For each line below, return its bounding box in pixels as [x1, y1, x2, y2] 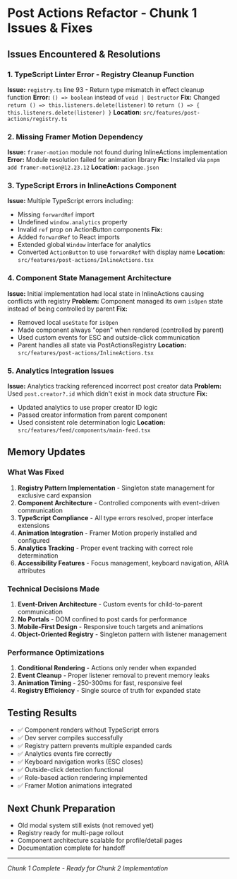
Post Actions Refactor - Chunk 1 [7, 5, 197, 21]
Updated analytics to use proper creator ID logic [17, 403, 158, 412]
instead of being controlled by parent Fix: [7, 304, 128, 313]
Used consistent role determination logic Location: [17, 418, 166, 427]
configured [17, 536, 50, 544]
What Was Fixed [7, 467, 65, 477]
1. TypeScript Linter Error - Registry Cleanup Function [7, 69, 195, 79]
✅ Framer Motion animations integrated [17, 781, 133, 790]
